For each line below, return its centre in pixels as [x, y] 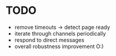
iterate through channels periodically [60, 33]
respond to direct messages [49, 40]
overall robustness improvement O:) [59, 46]
